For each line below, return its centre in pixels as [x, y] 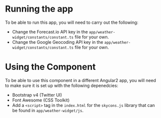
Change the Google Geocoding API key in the [58, 42]
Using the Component [50, 67]
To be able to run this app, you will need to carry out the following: [72, 22]
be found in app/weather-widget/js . [48, 110]
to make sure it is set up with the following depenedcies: [62, 85]
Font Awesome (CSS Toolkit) [41, 100]
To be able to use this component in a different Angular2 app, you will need [80, 80]
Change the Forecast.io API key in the [50, 32]
